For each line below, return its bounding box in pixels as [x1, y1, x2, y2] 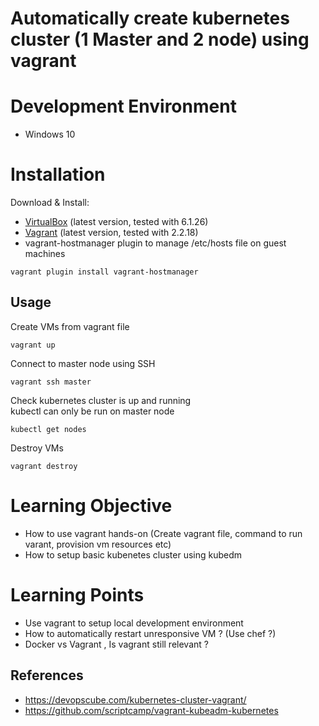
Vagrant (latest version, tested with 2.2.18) [24, 227, 199, 239]
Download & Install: [10, 197, 90, 209]
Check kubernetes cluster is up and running [10, 394, 192, 406]
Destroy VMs [10, 442, 64, 454]
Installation [10, 163, 106, 186]
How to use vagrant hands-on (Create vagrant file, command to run [24, 527, 303, 539]
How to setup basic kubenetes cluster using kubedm [24, 548, 243, 561]
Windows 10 [24, 128, 76, 141]
